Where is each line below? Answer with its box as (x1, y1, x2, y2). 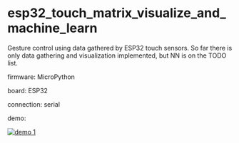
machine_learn (7, 20, 98, 36)
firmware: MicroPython (7, 73, 75, 81)
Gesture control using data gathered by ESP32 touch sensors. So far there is (7, 43, 233, 52)
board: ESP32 (7, 86, 49, 95)
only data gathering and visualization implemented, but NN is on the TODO (7, 51, 227, 60)
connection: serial (7, 100, 61, 108)
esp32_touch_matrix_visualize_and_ (7, 5, 226, 21)
